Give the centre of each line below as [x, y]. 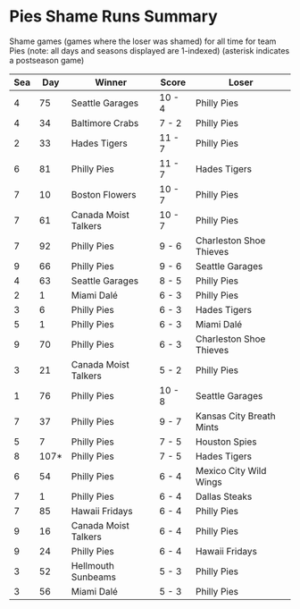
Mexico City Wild [231, 470]
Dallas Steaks [224, 496]
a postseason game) [47, 60]
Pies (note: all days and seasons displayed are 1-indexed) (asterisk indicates [150, 50]
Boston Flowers [104, 194]
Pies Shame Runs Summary [113, 17]
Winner [111, 82]
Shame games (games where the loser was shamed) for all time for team [143, 41]
